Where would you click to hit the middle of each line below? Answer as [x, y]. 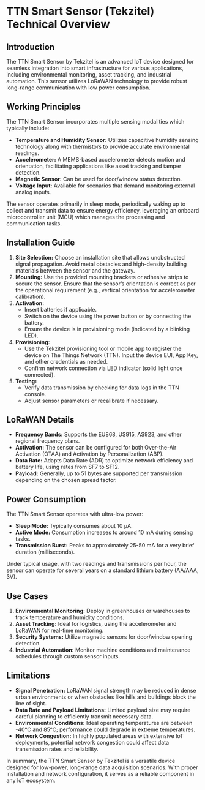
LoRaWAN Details [40, 420]
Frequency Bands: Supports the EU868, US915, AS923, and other [98, 434]
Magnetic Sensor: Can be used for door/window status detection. [99, 179]
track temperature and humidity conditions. [70, 617]
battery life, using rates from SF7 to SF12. [67, 467]
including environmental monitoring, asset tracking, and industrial [89, 74]
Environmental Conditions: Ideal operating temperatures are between [104, 723]
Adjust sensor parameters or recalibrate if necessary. [91, 401]
